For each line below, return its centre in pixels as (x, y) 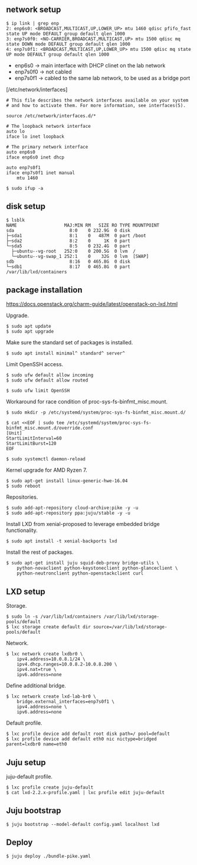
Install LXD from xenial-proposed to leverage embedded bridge (83, 524)
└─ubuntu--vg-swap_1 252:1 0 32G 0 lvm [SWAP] (80, 256)
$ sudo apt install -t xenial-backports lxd (62, 541)
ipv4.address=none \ (42, 707)
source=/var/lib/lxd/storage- (130, 627)
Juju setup (26, 762)
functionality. (22, 530)
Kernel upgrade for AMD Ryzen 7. (47, 470)
